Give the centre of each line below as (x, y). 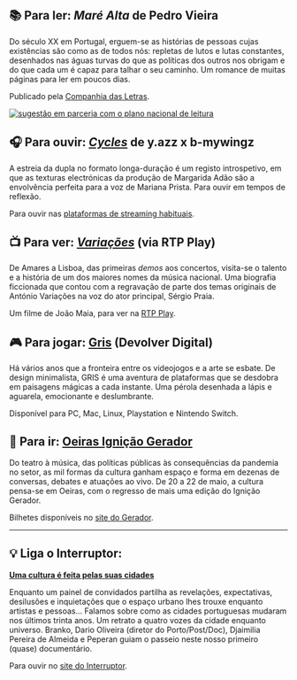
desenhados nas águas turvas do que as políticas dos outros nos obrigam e (147, 60)
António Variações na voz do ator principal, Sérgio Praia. (112, 297)
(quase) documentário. (51, 648)
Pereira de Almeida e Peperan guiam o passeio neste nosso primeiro (134, 639)
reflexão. (25, 196)
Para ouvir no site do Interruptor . (69, 665)
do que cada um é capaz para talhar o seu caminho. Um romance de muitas (147, 69)
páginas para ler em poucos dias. (70, 79)
